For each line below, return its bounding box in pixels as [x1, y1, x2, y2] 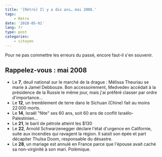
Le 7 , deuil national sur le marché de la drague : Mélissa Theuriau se [12, 79, 149, 85]
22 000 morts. [12, 105, 40, 111]
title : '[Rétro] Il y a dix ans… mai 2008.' [5, 7, 97, 12]
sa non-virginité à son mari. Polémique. [12, 146, 91, 152]
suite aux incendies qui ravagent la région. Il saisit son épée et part [12, 131, 146, 137]
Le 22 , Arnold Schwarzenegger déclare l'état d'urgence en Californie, [12, 125, 152, 131]
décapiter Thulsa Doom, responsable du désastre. [12, 136, 113, 141]
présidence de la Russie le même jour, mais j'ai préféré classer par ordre [12, 89, 157, 95]
